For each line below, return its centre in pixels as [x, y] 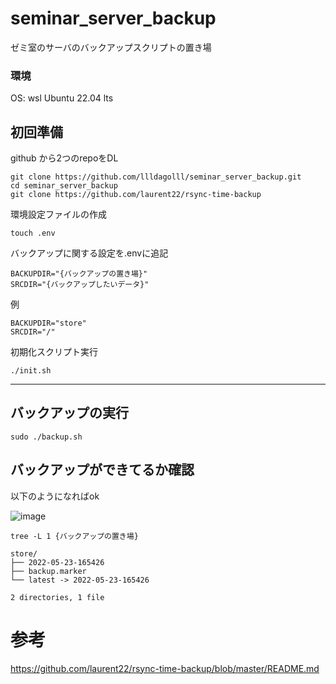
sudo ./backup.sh [46, 437]
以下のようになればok [55, 496]
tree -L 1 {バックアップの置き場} [74, 536]
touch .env [33, 233]
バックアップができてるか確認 [102, 470]
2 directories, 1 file [57, 597]
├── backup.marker [48, 571]
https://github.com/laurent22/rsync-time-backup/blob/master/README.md [165, 668]
